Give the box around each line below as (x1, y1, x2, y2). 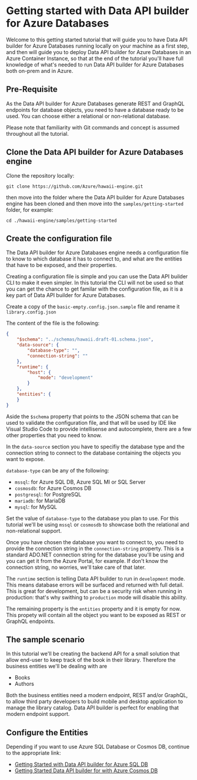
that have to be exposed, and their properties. (6, 262, 117, 269)
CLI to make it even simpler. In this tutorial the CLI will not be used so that (6, 279, 184, 286)
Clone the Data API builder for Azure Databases (6, 147, 184, 157)
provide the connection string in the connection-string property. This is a (6, 545, 184, 552)
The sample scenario (6, 635, 85, 645)
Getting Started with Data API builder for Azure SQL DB (14, 761, 148, 768)
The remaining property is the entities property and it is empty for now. (6, 605, 181, 612)
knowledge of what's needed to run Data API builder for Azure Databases (6, 61, 184, 68)
